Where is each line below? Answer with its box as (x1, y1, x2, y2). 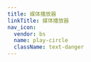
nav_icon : (7, 24, 37, 31)
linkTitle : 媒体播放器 (7, 17, 70, 24)
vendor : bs (14, 30, 46, 38)
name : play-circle (14, 37, 69, 44)
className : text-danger (14, 43, 84, 51)
